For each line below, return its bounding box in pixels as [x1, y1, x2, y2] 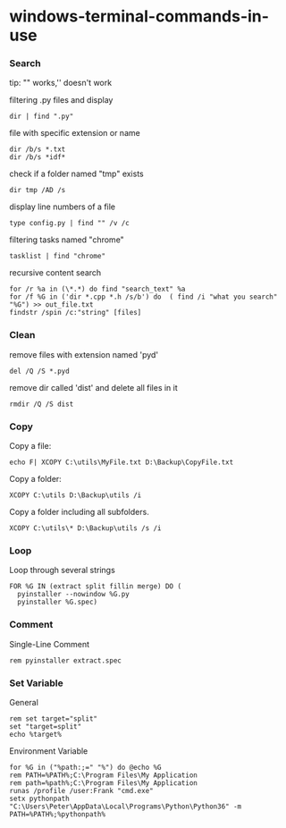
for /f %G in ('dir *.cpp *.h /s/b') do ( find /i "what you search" [9, 292, 278, 301]
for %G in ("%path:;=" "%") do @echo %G [9, 763, 163, 772]
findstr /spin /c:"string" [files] [9, 308, 142, 317]
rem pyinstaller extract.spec [9, 655, 122, 665]
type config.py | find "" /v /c [9, 219, 130, 228]
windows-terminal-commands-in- [9, 6, 270, 27]
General [9, 697, 38, 707]
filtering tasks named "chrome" [9, 234, 125, 245]
